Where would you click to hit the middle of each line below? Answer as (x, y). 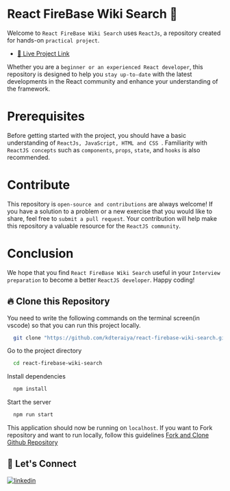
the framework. (29, 88)
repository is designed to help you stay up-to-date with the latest (100, 74)
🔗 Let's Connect (42, 464)
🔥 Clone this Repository (59, 301)
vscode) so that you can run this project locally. (74, 325)
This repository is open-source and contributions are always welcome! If (110, 204)
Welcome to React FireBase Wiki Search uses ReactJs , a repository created (114, 33)
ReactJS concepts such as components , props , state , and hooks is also (104, 149)
